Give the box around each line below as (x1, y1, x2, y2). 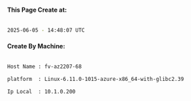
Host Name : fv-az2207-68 (7, 63, 82, 71)
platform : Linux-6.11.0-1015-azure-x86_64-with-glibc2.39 (7, 76, 185, 83)
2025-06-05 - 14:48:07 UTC (7, 27, 85, 34)
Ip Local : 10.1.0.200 (7, 89, 76, 95)
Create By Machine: (7, 42, 66, 50)
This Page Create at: (7, 6, 67, 14)
